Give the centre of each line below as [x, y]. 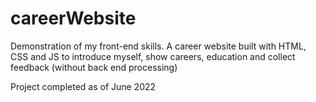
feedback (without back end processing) [94, 67]
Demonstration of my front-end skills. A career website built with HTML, [158, 46]
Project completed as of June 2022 [83, 86]
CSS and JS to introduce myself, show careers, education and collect [153, 56]
